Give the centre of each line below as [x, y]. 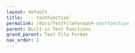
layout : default [27, 12]
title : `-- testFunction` [39, 18]
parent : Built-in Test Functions [49, 29]
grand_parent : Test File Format [47, 35]
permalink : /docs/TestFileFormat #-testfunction [68, 23]
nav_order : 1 [23, 40]
